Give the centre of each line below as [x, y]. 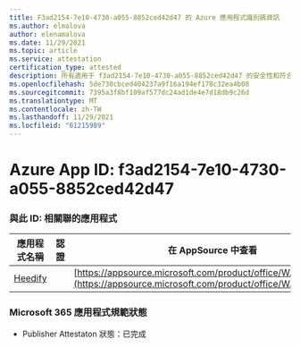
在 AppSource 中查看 [212, 250]
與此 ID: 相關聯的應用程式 [63, 218]
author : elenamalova [48, 34]
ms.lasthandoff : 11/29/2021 [62, 117]
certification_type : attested [66, 68]
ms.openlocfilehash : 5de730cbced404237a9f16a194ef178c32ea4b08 [129, 84]
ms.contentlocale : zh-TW [55, 109]
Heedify [30, 278]
